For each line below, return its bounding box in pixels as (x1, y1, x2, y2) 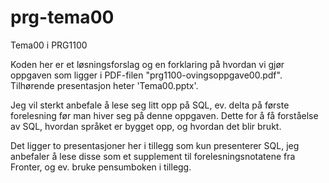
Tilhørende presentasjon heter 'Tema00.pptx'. (10, 79, 199, 91)
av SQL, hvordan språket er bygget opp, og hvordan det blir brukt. (10, 120, 282, 132)
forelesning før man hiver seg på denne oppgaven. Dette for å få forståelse (10, 109, 319, 121)
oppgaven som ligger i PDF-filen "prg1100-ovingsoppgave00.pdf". (10, 69, 283, 81)
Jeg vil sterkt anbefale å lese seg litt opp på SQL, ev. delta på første (10, 99, 290, 111)
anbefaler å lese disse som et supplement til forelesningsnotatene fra (10, 150, 296, 162)
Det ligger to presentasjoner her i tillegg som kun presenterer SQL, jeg (10, 139, 300, 151)
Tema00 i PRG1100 (10, 39, 88, 51)
